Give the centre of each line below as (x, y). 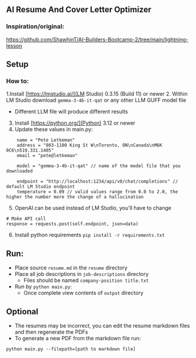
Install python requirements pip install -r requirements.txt (90, 235)
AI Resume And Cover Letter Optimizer (79, 10)
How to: (18, 81)
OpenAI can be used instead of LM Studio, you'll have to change (93, 208)
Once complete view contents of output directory (83, 293)
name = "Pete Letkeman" (46, 140)
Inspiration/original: (35, 27)
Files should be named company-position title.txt (86, 281)
